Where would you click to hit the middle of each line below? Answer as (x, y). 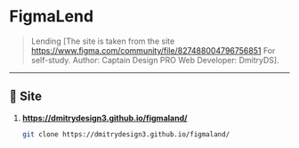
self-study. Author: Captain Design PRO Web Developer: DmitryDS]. (155, 60)
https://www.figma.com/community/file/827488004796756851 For (153, 50)
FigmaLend (52, 16)
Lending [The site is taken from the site (103, 41)
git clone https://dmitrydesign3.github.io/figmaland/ (126, 134)
